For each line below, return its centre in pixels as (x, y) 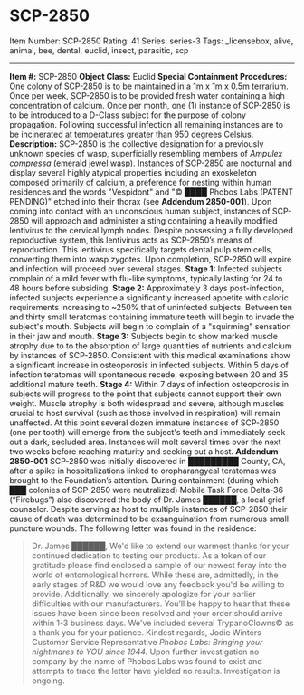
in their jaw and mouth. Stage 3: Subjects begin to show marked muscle (144, 336)
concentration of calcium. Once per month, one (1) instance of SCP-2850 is (150, 105)
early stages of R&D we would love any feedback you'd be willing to (158, 584)
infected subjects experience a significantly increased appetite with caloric (149, 297)
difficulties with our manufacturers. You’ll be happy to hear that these (161, 604)
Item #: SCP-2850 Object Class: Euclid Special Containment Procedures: (148, 76)
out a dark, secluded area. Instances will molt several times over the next (145, 442)
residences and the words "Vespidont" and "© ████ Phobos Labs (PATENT (152, 192)
